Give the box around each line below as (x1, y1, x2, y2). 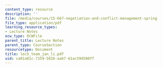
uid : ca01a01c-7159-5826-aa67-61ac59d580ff (5, 56, 95, 61)
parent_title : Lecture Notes (5, 38, 64, 43)
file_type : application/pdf (5, 20, 62, 25)
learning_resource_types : (5, 25, 57, 30)
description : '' (5, 11, 38, 16)
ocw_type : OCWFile (5, 34, 42, 39)
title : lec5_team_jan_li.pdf (5, 51, 64, 57)
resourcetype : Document (5, 47, 53, 52)
